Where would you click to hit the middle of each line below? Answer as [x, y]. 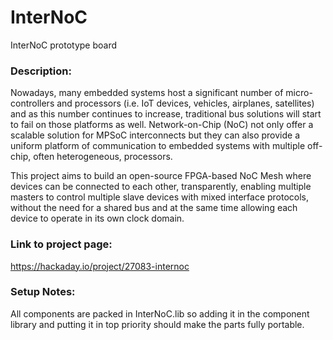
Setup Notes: [43, 292]
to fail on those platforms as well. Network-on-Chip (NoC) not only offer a [162, 125]
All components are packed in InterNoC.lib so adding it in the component [160, 313]
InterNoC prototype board [64, 45]
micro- [299, 93]
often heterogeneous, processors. [103, 157]
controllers [32, 103]
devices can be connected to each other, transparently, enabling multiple [161, 187]
